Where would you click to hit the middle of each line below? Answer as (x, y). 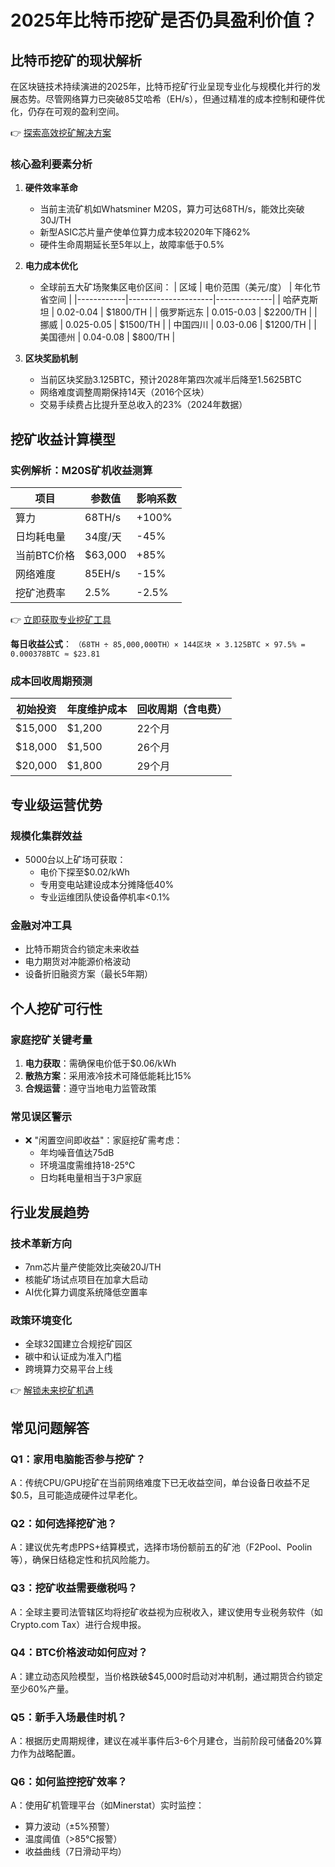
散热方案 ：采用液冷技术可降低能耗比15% (108, 1075)
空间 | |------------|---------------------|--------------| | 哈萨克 (179, 300)
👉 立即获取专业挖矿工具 (61, 619)
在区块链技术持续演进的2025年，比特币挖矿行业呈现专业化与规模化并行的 (161, 86)
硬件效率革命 (51, 188)
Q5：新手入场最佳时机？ (69, 1717)
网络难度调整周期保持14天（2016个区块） (124, 392)
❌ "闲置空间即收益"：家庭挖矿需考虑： (103, 1140)
